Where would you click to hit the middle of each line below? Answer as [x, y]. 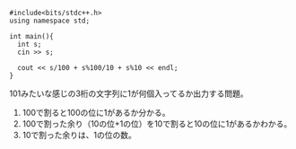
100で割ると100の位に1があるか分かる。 [96, 113]
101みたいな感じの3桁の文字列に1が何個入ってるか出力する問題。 [129, 93]
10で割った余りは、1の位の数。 [79, 135]
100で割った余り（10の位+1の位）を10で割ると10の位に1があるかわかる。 [157, 124]
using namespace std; [50, 21]
